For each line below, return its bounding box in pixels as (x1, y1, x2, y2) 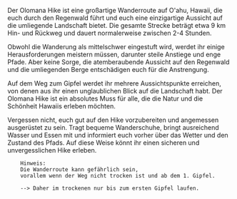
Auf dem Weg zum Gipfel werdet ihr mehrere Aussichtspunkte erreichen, (7, 79, 221, 88)
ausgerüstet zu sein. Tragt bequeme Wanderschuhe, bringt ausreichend (7, 123, 219, 131)
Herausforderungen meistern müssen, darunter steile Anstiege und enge (7, 50, 221, 58)
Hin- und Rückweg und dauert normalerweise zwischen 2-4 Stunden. (7, 29, 212, 37)
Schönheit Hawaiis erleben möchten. (7, 102, 116, 110)
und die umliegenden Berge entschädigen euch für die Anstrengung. (7, 66, 209, 73)
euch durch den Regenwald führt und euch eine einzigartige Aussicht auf (7, 14, 223, 22)
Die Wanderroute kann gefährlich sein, (20, 166, 139, 173)
